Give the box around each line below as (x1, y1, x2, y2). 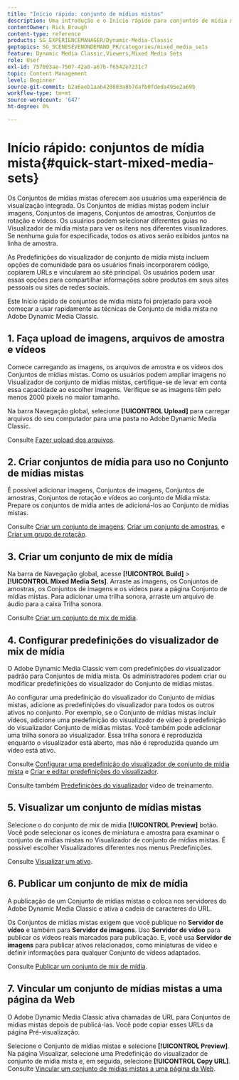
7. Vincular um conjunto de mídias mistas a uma (7, 983, 223, 995)
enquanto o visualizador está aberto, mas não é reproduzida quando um (7, 738, 219, 747)
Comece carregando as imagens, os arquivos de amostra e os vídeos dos (7, 362, 223, 371)
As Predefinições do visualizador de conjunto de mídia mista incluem (7, 253, 210, 261)
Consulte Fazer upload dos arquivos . (7, 435, 115, 444)
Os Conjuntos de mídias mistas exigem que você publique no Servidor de (7, 918, 224, 926)
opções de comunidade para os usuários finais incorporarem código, (7, 260, 210, 269)
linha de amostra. (7, 239, 58, 248)
